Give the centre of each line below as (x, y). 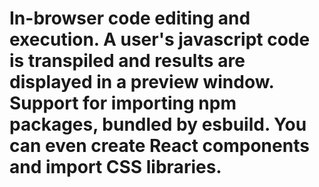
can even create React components (159, 146)
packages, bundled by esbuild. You (158, 124)
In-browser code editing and (130, 18)
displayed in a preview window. (141, 82)
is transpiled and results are (127, 61)
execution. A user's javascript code (160, 39)
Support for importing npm (123, 103)
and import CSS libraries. (115, 167)
